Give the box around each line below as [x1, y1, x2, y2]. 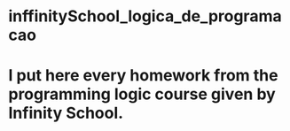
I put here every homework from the [8, 65, 278, 86]
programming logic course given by [8, 84, 276, 104]
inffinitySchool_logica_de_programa [8, 6, 282, 27]
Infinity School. [8, 104, 124, 123]
